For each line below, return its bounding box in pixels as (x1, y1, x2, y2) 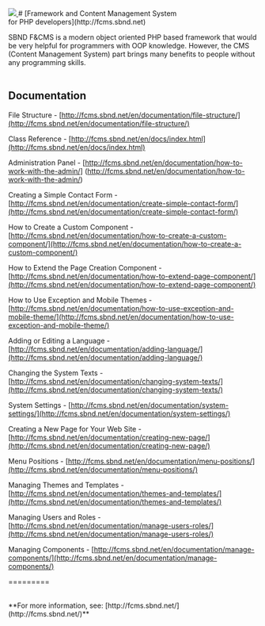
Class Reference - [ (8, 134, 72, 144)
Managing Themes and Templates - (8, 480, 124, 490)
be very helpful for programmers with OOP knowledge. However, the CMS (8, 41, 250, 50)
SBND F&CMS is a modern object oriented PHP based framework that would (8, 33, 257, 42)
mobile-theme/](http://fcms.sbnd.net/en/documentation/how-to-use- (8, 312, 235, 321)
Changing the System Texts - (8, 368, 104, 378)
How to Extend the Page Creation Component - (8, 263, 162, 272)
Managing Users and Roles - (8, 512, 101, 522)
